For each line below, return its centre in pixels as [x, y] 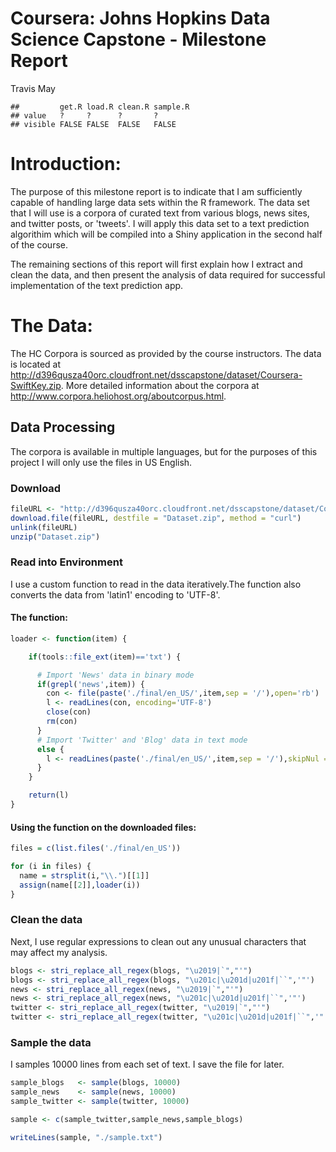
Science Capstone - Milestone [138, 39]
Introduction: [66, 164]
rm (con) [62, 722]
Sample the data [51, 1042]
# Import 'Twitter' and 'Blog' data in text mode [142, 740]
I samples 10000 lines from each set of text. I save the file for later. [147, 1064]
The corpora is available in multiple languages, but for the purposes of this [164, 451]
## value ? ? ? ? [84, 115]
